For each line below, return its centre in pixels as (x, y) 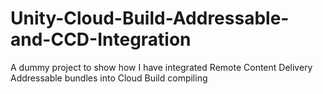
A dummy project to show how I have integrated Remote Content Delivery (161, 67)
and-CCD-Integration (101, 39)
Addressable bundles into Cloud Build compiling (109, 78)
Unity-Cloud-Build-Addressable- (150, 18)
